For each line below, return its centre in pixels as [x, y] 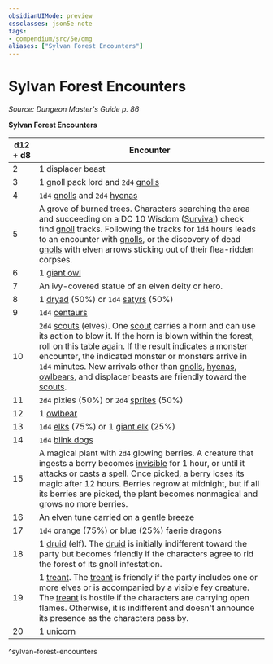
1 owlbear [58, 414]
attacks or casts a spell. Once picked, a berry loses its [142, 473]
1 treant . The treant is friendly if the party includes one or [149, 578]
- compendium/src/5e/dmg [50, 39]
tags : [17, 31]
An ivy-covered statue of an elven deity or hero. [131, 286]
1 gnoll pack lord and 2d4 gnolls [100, 182]
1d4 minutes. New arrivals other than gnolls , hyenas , [138, 367]
